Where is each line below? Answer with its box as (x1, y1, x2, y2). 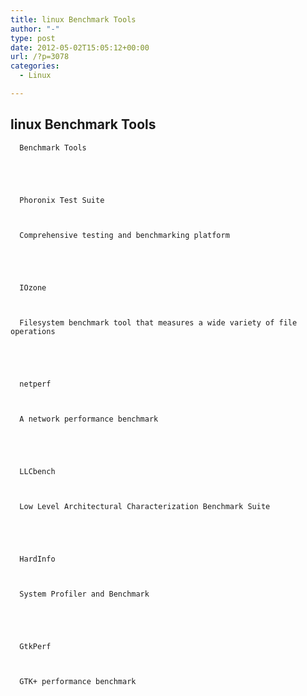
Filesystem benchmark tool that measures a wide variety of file (19, 317, 298, 328)
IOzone (19, 282, 47, 293)
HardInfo (19, 554, 56, 564)
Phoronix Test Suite (19, 195, 105, 205)
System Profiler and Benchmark (19, 589, 150, 599)
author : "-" (10, 24, 60, 34)
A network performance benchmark (19, 414, 159, 424)
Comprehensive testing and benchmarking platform (19, 230, 230, 240)
